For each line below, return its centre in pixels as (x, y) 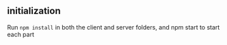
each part (21, 34)
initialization (34, 11)
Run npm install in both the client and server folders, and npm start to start (113, 27)
